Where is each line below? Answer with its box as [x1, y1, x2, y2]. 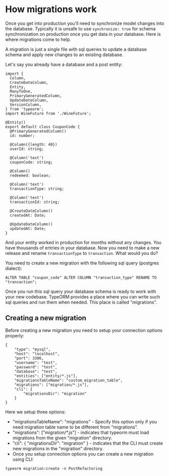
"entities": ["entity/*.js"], [14, 373, 78, 378]
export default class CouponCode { [5, 124, 80, 129]
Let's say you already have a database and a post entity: [5, 61, 123, 67]
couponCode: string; [10, 159, 53, 165]
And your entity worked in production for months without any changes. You [5, 239, 161, 245]
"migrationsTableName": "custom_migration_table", [14, 378, 123, 383]
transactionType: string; [10, 186, 65, 191]
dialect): [5, 265, 23, 271]
